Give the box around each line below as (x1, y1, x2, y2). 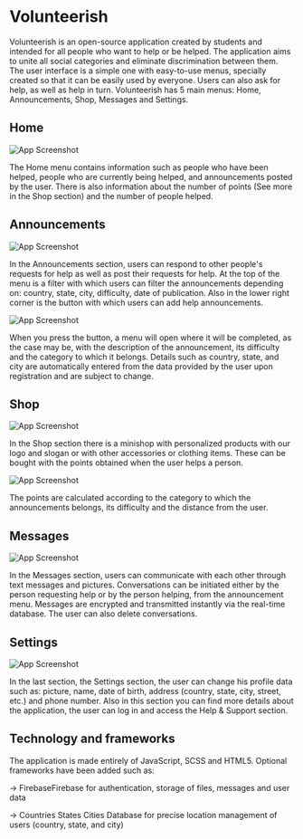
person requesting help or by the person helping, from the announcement (9, 589, 284, 600)
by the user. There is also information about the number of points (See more (9, 181, 293, 192)
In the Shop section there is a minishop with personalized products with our (9, 438, 291, 449)
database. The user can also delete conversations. (9, 608, 198, 619)
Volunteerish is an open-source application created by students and (9, 36, 262, 47)
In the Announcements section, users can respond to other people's (9, 258, 263, 269)
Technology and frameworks (9, 731, 175, 747)
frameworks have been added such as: (9, 765, 156, 776)
